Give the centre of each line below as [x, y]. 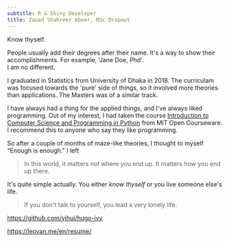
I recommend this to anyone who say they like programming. [93, 130]
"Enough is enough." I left [43, 150]
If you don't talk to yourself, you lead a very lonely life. [100, 204]
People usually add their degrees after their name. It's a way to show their [111, 53]
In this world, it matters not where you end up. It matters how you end [122, 163]
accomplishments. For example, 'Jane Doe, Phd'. [75, 59]
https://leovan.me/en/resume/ [49, 231]
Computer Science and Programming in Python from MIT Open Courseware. [115, 122]
